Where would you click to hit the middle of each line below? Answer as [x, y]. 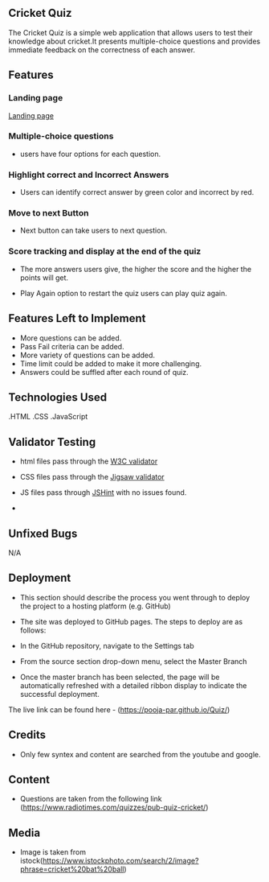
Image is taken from [53, 852]
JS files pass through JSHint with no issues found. [103, 493]
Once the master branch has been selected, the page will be [120, 677]
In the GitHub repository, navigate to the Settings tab [107, 645]
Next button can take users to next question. [94, 231]
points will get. [44, 278]
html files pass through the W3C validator [89, 461]
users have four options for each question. [90, 154]
